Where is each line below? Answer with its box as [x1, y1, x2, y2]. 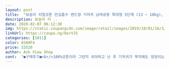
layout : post [5, 7, 33, 13]
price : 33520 [5, 45, 33, 50]
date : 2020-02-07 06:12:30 [5, 21, 62, 27]
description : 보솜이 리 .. [5, 17, 58, 22]
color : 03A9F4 [5, 40, 35, 45]
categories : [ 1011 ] [5, 36, 47, 41]
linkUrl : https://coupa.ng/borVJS [5, 31, 78, 36]
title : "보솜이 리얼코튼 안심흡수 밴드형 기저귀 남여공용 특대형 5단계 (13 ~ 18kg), [5, 12, 163, 17]
